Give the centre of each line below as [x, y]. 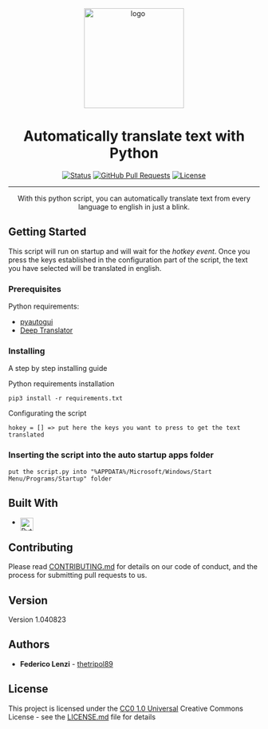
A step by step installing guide [58, 368]
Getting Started [47, 232]
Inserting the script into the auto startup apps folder [111, 455]
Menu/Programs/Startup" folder [60, 479]
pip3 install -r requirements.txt [66, 399]
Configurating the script [47, 413]
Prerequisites [35, 289]
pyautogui [36, 322]
